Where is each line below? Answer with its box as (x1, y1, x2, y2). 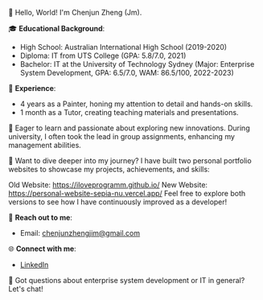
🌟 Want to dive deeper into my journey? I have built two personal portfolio (8, 156, 252, 165)
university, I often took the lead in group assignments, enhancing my (8, 132, 236, 141)
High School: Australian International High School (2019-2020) (19, 43, 228, 51)
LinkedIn (19, 260, 49, 269)
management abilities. (8, 141, 82, 150)
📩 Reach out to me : (8, 213, 72, 222)
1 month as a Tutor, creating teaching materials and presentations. (19, 108, 239, 117)
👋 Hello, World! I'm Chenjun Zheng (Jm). (8, 8, 142, 17)
